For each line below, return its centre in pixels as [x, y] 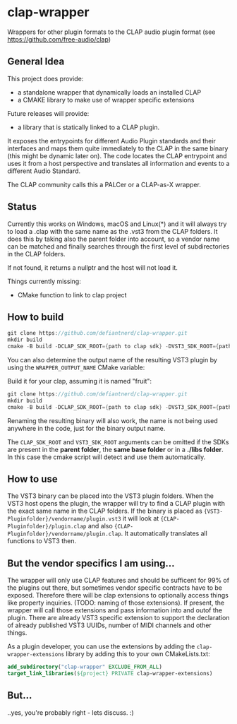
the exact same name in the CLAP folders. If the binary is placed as [105, 511]
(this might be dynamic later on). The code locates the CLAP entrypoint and [117, 155]
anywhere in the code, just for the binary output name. [86, 428]
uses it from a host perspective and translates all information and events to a [119, 163]
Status [22, 207]
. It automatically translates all [164, 533]
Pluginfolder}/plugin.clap [47, 527]
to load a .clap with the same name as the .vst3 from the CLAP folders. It [113, 231]
